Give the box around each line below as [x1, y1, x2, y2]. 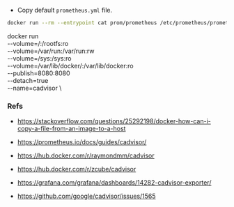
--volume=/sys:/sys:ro [7, 54, 72, 62]
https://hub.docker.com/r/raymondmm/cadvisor [17, 151, 155, 160]
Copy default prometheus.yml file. [17, 6, 113, 14]
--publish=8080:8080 [7, 69, 71, 77]
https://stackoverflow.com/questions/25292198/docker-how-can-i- [17, 117, 211, 125]
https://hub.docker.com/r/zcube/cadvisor [17, 165, 136, 174]
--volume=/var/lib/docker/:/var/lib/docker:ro [7, 61, 134, 70]
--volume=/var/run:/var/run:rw [7, 47, 95, 55]
